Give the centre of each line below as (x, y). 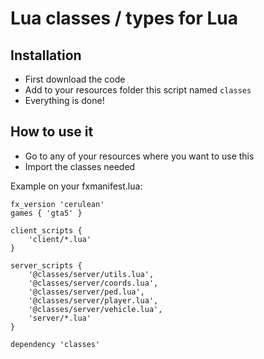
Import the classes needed (80, 166)
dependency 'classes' (55, 344)
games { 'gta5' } (46, 213)
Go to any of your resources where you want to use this (139, 156)
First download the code (75, 79)
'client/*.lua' (60, 239)
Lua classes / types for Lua (124, 18)
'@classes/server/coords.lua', (93, 283)
